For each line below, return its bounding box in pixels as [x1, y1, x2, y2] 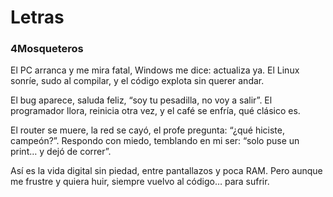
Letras [10, 6, 65, 29]
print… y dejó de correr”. [10, 146, 112, 158]
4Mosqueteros [10, 42, 84, 56]
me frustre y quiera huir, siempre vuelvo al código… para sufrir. [10, 176, 270, 188]
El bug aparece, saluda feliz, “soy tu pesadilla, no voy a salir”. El [10, 94, 273, 106]
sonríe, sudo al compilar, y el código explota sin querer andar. [10, 75, 265, 87]
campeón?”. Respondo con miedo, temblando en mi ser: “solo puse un [10, 135, 300, 147]
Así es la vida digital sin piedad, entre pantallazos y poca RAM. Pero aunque [10, 165, 323, 177]
